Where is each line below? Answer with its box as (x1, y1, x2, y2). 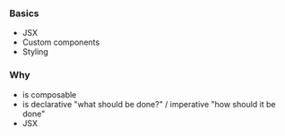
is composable (22, 89, 77, 100)
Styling (22, 47, 49, 57)
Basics (9, 7, 39, 20)
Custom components (22, 37, 100, 47)
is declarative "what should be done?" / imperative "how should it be (22, 98, 276, 109)
